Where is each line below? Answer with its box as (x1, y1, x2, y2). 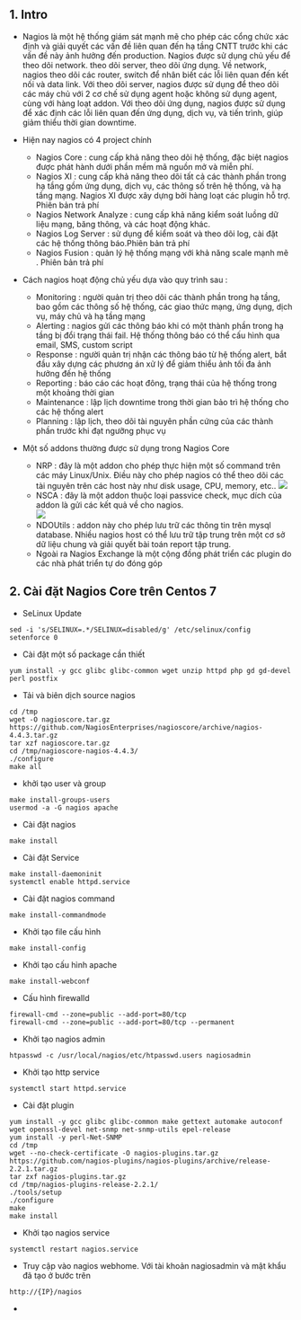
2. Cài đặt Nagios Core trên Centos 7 (9, 584, 217, 599)
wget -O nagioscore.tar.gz (9, 714, 111, 724)
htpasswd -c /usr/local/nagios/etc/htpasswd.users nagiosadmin (9, 1050, 252, 1059)
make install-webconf (9, 977, 91, 986)
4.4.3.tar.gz (9, 731, 58, 740)
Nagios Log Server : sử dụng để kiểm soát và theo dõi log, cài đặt (35, 228, 279, 239)
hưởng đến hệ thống (35, 368, 111, 378)
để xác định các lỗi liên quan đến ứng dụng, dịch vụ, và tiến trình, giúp (22, 107, 283, 118)
